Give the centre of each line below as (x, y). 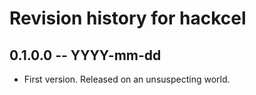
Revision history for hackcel (128, 18)
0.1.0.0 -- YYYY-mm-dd (85, 55)
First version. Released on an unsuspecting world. (127, 79)
